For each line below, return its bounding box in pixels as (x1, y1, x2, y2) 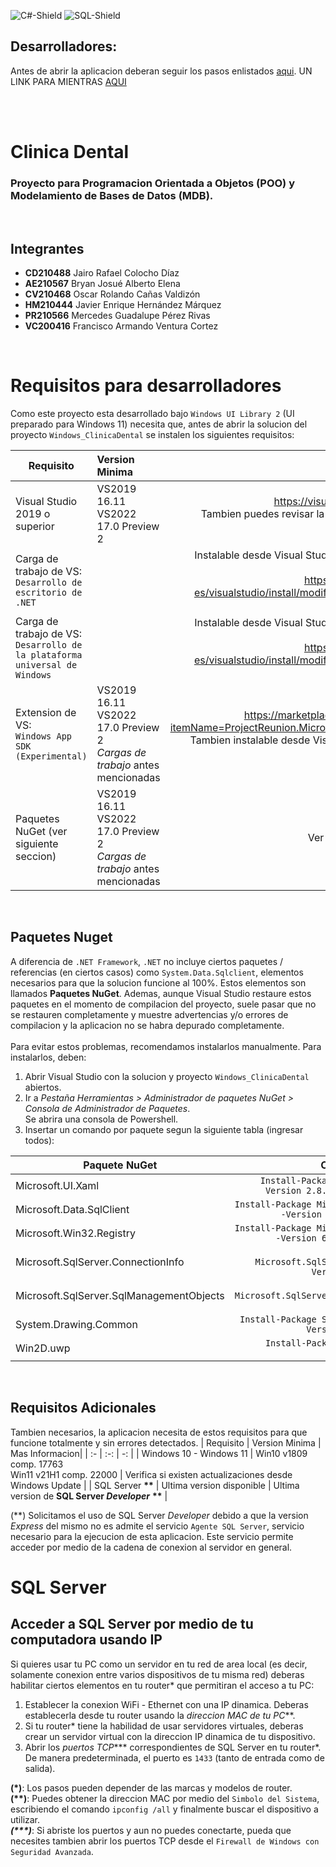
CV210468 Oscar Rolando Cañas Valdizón (24, 288, 201, 300)
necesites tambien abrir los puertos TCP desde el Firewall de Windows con (10, 1835, 320, 1847)
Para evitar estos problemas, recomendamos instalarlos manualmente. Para (10, 1040, 322, 1052)
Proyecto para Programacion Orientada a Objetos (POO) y (10, 176, 295, 190)
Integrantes (10, 240, 85, 257)
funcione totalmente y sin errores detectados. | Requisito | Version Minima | (10, 1436, 322, 1449)
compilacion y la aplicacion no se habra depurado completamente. (10, 1019, 285, 1031)
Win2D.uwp (15, 1341, 71, 1355)
